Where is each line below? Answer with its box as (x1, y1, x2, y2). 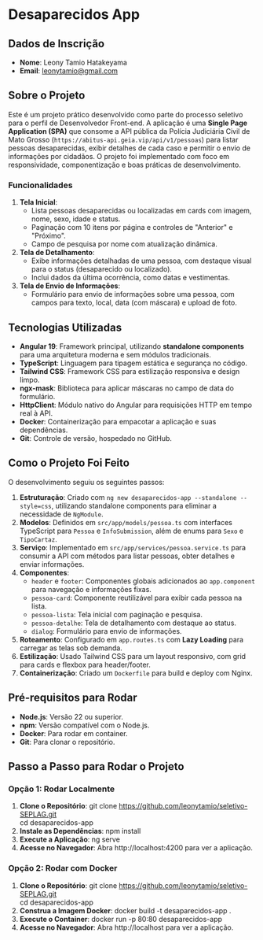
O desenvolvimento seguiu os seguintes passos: (8, 477, 165, 487)
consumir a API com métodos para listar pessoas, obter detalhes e (19, 551, 236, 561)
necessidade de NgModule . (19, 509, 104, 519)
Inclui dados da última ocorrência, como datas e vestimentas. (31, 273, 230, 283)
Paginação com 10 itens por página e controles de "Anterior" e (31, 223, 233, 232)
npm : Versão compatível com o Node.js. (19, 720, 150, 730)
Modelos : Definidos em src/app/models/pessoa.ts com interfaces (19, 517, 233, 527)
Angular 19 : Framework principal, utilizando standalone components (19, 341, 245, 351)
